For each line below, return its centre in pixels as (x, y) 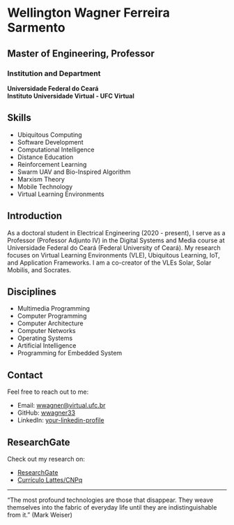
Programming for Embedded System (70, 353)
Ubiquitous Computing (49, 135)
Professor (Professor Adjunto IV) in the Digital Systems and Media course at (116, 240)
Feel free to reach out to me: (48, 392)
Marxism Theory (41, 179)
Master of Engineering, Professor (81, 53)
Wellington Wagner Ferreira (89, 13)
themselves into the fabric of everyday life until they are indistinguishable (112, 507)
